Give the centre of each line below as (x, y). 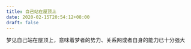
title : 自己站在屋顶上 (32, 12)
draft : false (23, 22)
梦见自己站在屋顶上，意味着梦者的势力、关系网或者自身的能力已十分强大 (95, 40)
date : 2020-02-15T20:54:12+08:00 (48, 17)
